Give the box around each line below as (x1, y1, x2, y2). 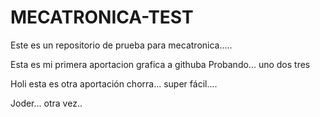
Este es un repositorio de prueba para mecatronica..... (10, 39, 233, 51)
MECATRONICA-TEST (10, 6, 194, 29)
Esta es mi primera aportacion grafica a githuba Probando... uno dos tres (10, 58, 311, 70)
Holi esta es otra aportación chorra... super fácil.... (10, 77, 218, 90)
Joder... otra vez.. (10, 97, 83, 109)
